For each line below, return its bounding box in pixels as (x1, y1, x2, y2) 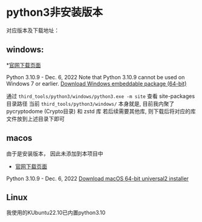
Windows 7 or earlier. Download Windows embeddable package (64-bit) (6, 80, 187, 87)
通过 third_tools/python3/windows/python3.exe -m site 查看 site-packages (6, 92, 195, 100)
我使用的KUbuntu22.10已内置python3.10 (6, 209, 106, 217)
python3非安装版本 (6, 5, 103, 19)
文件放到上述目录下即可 (6, 115, 65, 122)
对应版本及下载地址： (6, 27, 59, 34)
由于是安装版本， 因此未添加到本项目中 (6, 149, 103, 157)
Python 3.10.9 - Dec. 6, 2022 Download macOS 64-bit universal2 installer (6, 175, 189, 182)
